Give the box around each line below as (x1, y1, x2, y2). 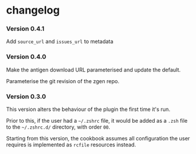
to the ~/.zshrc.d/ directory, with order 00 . (6, 123, 111, 130)
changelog (6, 4, 60, 17)
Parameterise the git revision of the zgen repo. (6, 77, 120, 84)
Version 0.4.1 (6, 25, 44, 33)
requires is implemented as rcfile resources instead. (6, 141, 136, 148)
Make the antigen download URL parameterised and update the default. (6, 66, 181, 73)
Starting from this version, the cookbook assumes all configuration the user (6, 135, 191, 142)
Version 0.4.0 (6, 53, 46, 61)
